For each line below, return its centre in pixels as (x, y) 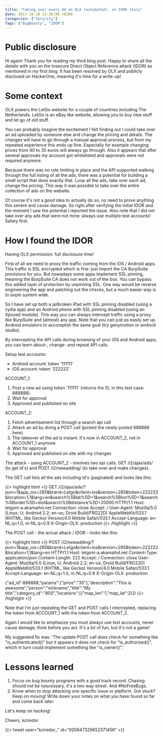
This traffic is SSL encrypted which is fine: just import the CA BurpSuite (77, 269)
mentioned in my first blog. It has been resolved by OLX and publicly (74, 71)
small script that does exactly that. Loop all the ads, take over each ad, (76, 181)
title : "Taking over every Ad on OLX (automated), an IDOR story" (74, 10)
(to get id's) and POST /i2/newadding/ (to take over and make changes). (77, 468)
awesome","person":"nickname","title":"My (48, 588)
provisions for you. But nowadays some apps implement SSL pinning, (74, 274)
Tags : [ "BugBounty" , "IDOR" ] (35, 23)
